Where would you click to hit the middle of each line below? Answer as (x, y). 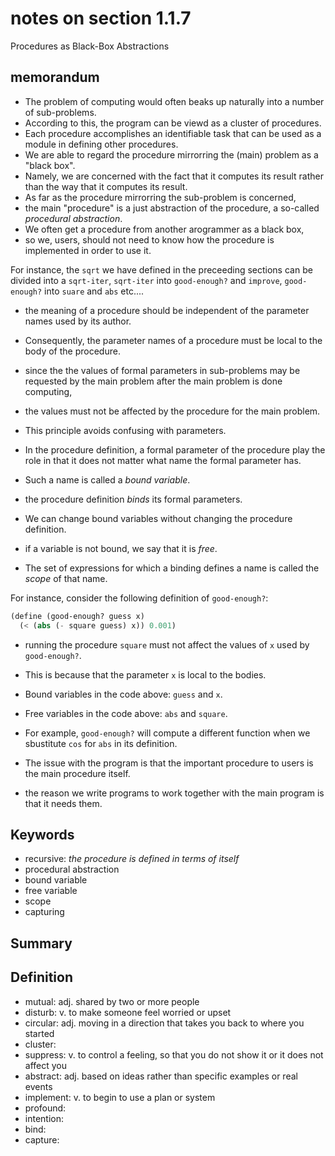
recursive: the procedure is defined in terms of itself (132, 859)
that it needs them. (63, 803)
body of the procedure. (72, 351)
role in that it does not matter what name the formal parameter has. (163, 460)
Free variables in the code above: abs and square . (126, 713)
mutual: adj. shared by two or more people (112, 1001)
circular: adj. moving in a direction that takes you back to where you (164, 1023)
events (38, 1086)
